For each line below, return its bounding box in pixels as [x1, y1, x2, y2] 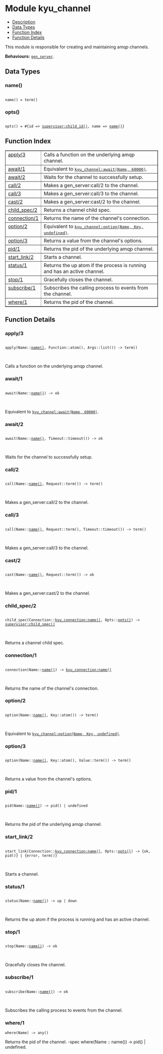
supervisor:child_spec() [5, 622, 55, 627]
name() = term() [5, 97, 38, 102]
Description [12, 19, 35, 25]
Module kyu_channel [5, 3, 91, 14]
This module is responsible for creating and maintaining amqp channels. [5, 44, 149, 50]
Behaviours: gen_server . [5, 53, 54, 59]
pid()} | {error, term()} [5, 853, 57, 858]
